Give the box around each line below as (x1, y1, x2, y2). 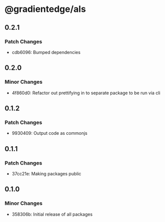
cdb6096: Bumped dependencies (11, 49, 81, 55)
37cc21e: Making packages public (11, 170, 81, 176)
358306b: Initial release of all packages (11, 211, 93, 217)
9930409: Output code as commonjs (11, 130, 88, 136)
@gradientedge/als (4, 3, 86, 15)
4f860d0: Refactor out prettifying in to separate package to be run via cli (11, 90, 161, 96)
